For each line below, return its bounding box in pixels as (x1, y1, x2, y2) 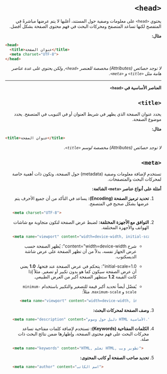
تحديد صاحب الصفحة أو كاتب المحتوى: (80, 355, 149, 361)
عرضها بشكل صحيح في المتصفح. (88, 200, 149, 206)
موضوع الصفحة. (132, 117, 162, 123)
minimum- (22, 284, 41, 289)
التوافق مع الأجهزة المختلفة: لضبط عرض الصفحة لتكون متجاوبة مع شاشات (13, 219, 149, 225)
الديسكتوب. (115, 253, 137, 259)
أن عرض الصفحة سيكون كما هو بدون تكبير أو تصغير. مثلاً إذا (28, 268, 137, 274)
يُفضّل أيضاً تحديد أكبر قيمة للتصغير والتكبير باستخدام (41, 283, 137, 289)
